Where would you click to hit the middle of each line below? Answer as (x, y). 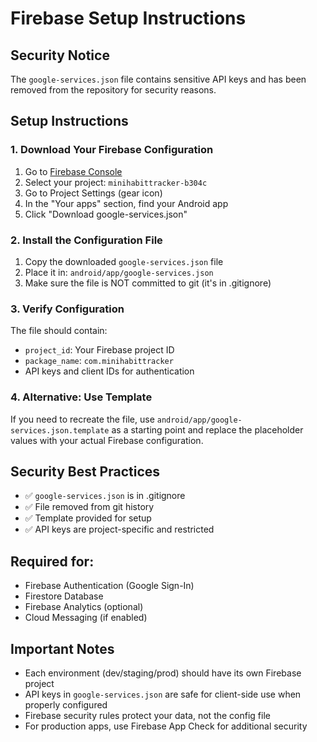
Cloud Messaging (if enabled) (86, 618)
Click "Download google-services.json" (106, 214)
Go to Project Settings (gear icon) (93, 193)
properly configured (66, 705)
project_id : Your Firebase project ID (99, 350)
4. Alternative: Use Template (81, 397)
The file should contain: (59, 331)
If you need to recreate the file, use (82, 419)
